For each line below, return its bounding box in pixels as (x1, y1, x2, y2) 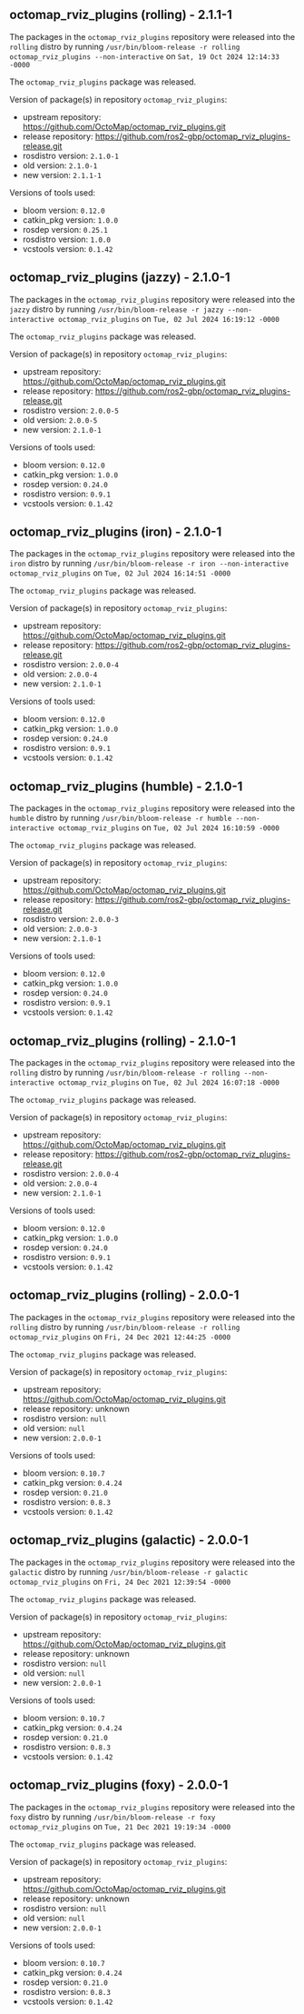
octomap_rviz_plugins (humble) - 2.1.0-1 (9, 778, 243, 794)
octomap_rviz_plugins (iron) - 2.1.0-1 (9, 525, 222, 540)
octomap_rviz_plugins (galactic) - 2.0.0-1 (9, 1532, 249, 1548)
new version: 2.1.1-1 (22, 169, 102, 180)
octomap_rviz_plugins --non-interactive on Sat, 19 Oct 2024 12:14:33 (9, 50, 279, 62)
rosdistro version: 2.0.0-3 (22, 914, 120, 925)
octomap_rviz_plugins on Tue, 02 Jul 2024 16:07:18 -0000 (57, 1077, 279, 1087)
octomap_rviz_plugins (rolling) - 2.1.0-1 (9, 1033, 236, 1048)
